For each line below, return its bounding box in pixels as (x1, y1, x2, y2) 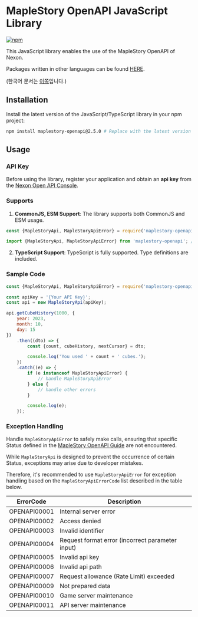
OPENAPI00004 (9, 540, 54, 548)
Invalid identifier (60, 527, 104, 535)
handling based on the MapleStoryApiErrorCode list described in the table (6, 477, 183, 484)
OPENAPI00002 (9, 517, 54, 526)
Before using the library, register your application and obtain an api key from (6, 176, 192, 183)
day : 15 (16, 326, 35, 333)
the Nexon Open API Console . (6, 182, 78, 189)
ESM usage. (14, 216, 44, 224)
